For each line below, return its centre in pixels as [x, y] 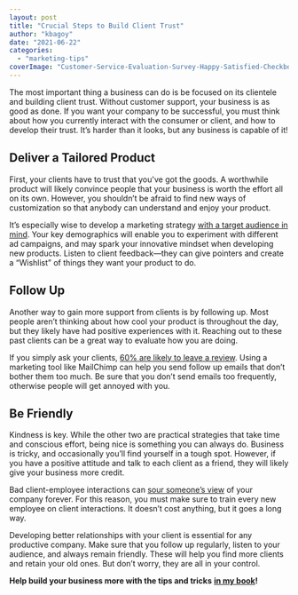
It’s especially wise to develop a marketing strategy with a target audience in [149, 225]
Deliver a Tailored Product [82, 158]
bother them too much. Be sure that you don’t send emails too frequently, [143, 376]
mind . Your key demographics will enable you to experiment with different [144, 234]
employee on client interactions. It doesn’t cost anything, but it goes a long [145, 509]
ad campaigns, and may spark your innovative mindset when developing [141, 243]
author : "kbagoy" [41, 34]
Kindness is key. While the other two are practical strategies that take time [145, 435]
